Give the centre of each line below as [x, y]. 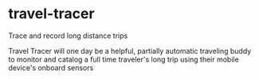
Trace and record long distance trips [68, 36]
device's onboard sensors [51, 67]
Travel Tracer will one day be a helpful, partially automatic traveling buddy [130, 51]
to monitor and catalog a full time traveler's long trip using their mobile [124, 59]
